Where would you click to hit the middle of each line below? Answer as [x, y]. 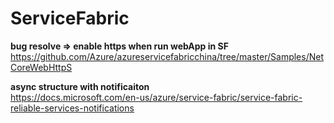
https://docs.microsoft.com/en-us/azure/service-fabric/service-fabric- [156, 97]
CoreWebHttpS [41, 67]
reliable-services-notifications [72, 108]
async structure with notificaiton [80, 86]
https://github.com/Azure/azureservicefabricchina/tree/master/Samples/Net [167, 56]
